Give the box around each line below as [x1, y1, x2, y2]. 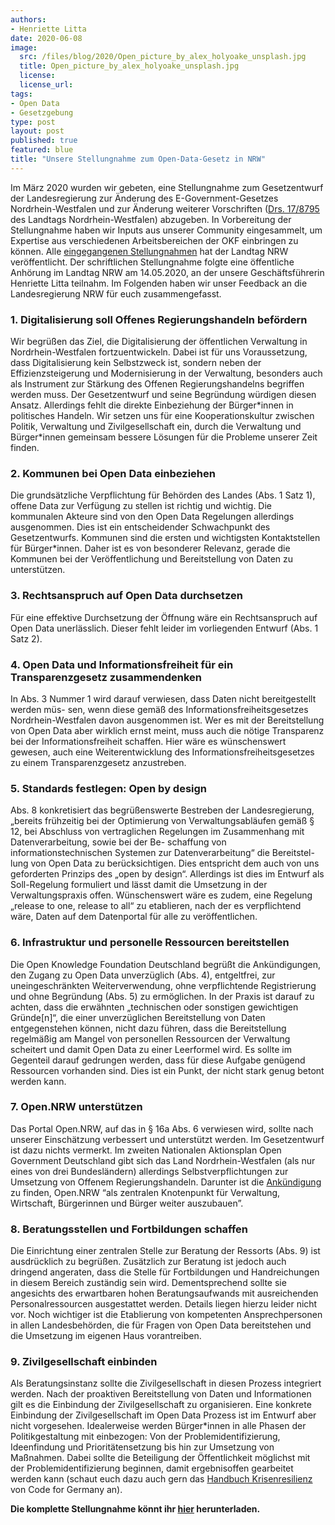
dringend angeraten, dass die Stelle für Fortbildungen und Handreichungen [10, 1266, 320, 1278]
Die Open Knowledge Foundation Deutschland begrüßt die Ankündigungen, [10, 958, 322, 970]
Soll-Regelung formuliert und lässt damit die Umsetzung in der [10, 879, 268, 891]
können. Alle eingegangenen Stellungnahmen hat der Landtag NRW [10, 245, 289, 257]
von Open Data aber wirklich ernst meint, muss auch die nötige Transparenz [10, 724, 325, 736]
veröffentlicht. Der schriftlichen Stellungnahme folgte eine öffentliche [10, 256, 295, 268]
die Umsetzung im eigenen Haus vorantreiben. [10, 1330, 202, 1342]
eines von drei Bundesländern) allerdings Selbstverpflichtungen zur [10, 1165, 289, 1177]
